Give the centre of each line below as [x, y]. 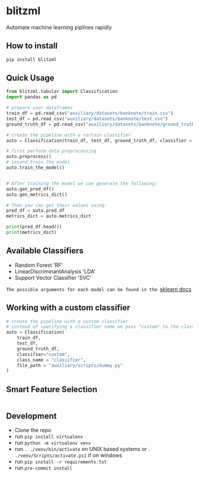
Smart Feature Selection [52, 389]
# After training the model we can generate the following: [82, 183]
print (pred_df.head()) [34, 227]
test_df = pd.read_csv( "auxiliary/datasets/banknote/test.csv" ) [87, 119]
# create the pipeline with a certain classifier [69, 135]
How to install [32, 46]
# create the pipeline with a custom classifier [67, 321]
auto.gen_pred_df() [30, 189]
